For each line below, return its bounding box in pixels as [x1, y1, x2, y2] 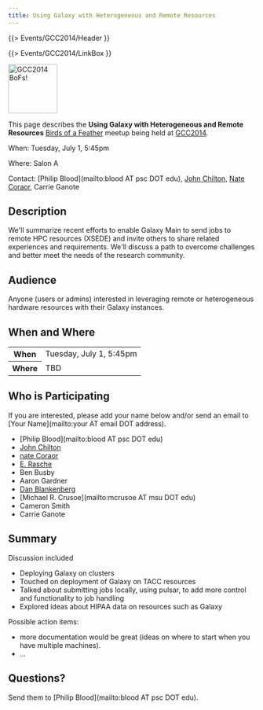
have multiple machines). [19, 640, 101, 649]
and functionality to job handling [19, 593, 124, 602]
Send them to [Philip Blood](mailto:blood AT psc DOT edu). [8, 693, 199, 702]
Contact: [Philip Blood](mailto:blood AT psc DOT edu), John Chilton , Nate [8, 174, 245, 183]
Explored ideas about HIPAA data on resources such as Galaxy [19, 601, 222, 611]
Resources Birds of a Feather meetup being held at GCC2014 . [8, 127, 209, 138]
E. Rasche [19, 459, 53, 469]
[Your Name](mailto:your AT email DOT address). [8, 418, 166, 429]
